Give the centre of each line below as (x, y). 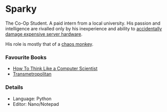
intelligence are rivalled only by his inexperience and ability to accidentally (84, 28)
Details (14, 87)
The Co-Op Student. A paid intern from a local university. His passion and (83, 23)
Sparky (21, 9)
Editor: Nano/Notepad (36, 104)
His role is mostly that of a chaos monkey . (49, 44)
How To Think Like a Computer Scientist (55, 69)
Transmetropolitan (32, 74)
